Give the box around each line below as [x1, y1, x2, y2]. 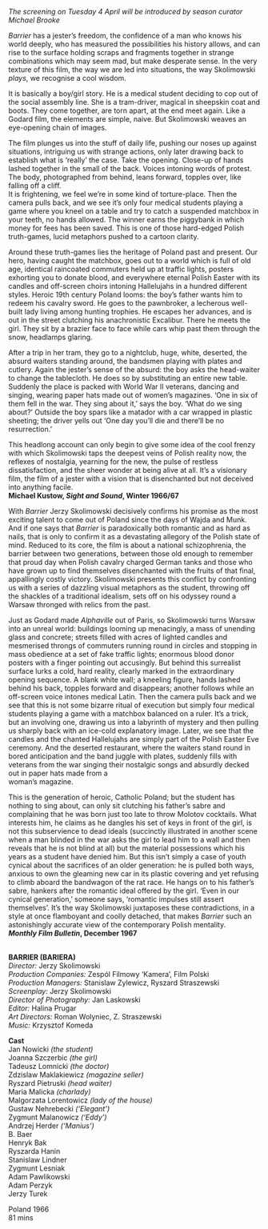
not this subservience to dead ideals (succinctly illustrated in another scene [8, 827, 258, 835]
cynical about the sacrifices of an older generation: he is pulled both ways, [8, 860, 254, 870]
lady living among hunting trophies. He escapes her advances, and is [24, 307, 252, 316]
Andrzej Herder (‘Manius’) [8, 1121, 94, 1131]
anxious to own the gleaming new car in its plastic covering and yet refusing [8, 869, 259, 879]
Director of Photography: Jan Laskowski [8, 995, 142, 1004]
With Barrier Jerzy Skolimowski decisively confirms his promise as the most [8, 506, 258, 515]
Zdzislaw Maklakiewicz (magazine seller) [8, 1070, 144, 1079]
